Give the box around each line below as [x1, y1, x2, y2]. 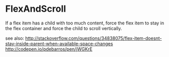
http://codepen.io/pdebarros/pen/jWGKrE [5, 46, 93, 52]
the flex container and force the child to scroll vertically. [5, 25, 122, 31]
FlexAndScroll [5, 3, 66, 15]
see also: [5, 35, 24, 41]
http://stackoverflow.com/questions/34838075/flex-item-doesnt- [25, 35, 162, 41]
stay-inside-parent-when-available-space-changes [5, 40, 114, 46]
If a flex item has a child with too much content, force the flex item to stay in [5, 20, 164, 26]
